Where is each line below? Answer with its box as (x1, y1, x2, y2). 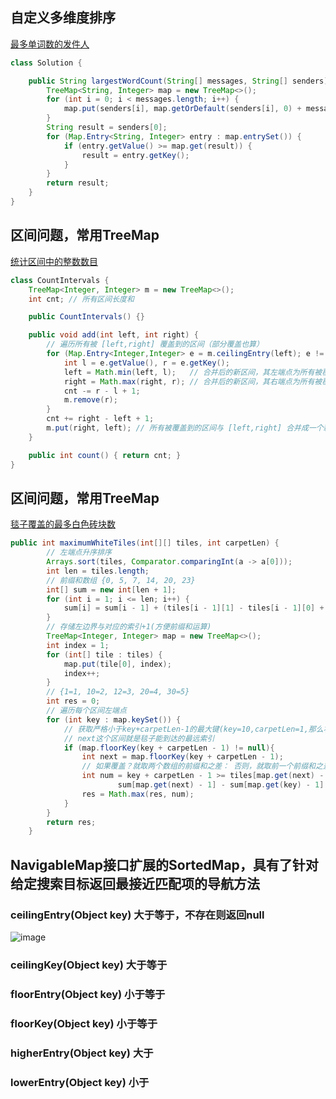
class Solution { (10, 58, 83, 68)
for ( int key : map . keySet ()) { (46, 714, 182, 725)
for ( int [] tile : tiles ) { (46, 649, 163, 660)
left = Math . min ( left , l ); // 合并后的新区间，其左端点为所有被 (63, 367, 323, 377)
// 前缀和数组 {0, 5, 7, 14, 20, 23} (46, 575, 196, 585)
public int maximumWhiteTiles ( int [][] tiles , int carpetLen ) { (10, 538, 280, 548)
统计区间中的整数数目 (10, 255, 98, 267)
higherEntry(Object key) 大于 (10, 1046, 154, 1060)
